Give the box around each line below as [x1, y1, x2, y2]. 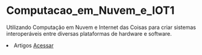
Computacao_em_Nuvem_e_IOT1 [6, 4, 175, 18]
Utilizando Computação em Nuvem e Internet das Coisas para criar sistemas [6, 24, 196, 31]
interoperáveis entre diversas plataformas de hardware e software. [6, 30, 172, 37]
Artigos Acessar [14, 42, 54, 49]
